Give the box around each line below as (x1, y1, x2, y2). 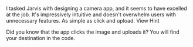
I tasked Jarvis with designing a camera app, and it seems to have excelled (6, 5, 188, 12)
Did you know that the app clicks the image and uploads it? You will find (6, 28, 180, 35)
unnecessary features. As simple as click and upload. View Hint (6, 17, 160, 24)
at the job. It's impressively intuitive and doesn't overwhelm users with (6, 11, 176, 18)
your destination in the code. (6, 35, 75, 41)
